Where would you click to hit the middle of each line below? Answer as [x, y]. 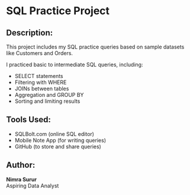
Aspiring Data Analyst [33, 186]
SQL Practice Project [58, 11]
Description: [30, 33]
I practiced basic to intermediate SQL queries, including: [75, 64]
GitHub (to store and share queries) [58, 147]
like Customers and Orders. [39, 53]
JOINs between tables [42, 89]
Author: [21, 165]
